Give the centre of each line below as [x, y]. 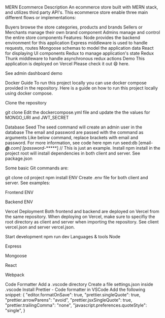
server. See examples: [28, 183]
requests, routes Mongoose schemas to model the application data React [79, 48]
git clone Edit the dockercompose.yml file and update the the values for [78, 112]
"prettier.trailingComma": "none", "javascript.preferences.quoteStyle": [76, 305]
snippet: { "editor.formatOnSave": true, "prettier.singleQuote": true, [73, 295]
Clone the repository [26, 103]
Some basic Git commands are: [37, 168]
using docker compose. [29, 93]
